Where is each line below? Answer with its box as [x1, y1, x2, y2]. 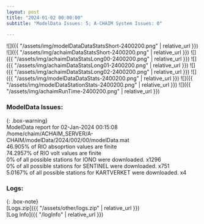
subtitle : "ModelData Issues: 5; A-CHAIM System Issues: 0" [6, 20, 163, 26]
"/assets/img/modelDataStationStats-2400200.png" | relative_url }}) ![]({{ [6, 81, 191, 89]
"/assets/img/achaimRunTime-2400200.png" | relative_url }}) [6, 88, 160, 95]
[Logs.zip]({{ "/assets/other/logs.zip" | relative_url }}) [6, 204, 140, 211]
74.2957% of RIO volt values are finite [6, 149, 102, 156]
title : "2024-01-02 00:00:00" [6, 15, 84, 21]
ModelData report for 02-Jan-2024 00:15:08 [6, 123, 118, 131]
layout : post [6, 9, 40, 15]
